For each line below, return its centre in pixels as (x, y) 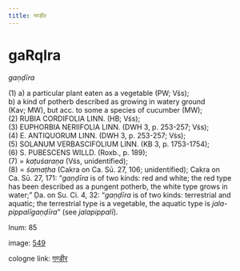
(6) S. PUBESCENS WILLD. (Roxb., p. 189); (78, 152)
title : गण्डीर (27, 16)
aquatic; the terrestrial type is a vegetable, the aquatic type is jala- (118, 203)
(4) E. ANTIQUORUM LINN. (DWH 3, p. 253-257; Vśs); (97, 135)
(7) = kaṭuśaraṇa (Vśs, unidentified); (68, 161)
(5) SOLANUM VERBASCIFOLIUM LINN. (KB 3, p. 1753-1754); (109, 144)
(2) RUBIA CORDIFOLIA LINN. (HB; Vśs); (74, 118)
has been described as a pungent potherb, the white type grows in (118, 186)
